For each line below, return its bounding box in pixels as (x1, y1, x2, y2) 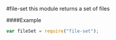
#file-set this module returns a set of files (6, 5, 111, 12)
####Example (6, 17, 41, 23)
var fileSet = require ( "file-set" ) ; (6, 28, 99, 34)
